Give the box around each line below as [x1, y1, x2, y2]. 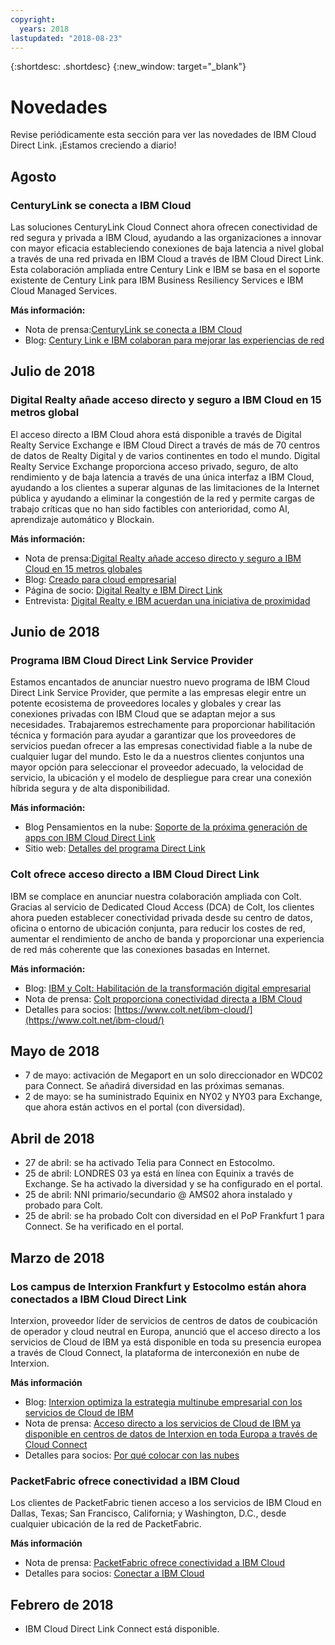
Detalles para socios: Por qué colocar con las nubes [24, 1449, 240, 1461]
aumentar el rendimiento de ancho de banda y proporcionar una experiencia [10, 932, 325, 945]
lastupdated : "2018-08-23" [10, 33, 123, 43]
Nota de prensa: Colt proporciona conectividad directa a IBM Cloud [24, 992, 303, 1005]
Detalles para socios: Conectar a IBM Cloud [24, 1567, 205, 1580]
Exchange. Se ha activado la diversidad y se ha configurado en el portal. [24, 1178, 323, 1190]
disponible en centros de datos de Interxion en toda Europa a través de [24, 1427, 318, 1440]
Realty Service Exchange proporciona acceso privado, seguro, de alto [10, 460, 299, 472]
